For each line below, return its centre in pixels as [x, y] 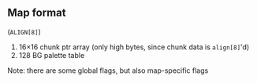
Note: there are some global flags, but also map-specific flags [108, 70]
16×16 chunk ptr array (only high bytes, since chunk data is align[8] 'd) [134, 47]
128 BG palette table [52, 55]
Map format [37, 13]
